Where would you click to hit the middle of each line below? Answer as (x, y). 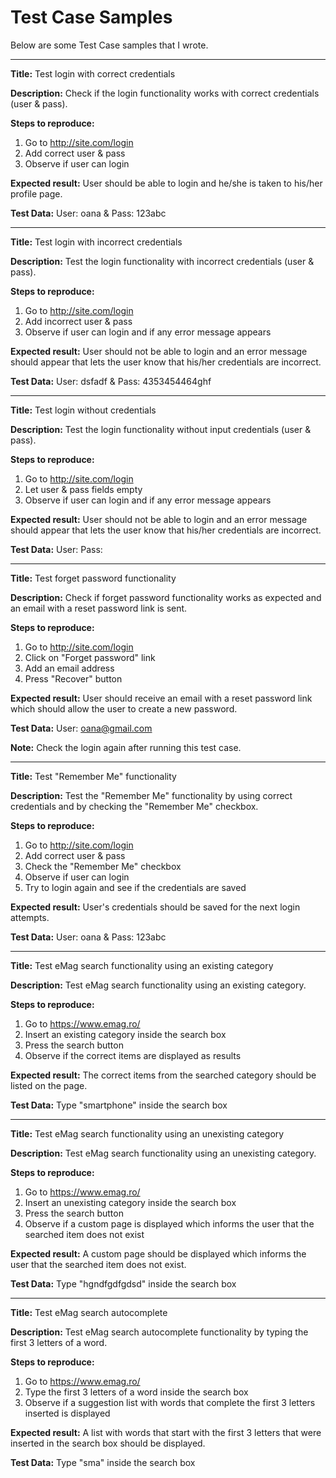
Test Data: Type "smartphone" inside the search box (119, 1105)
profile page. (36, 193)
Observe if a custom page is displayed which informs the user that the (169, 1223)
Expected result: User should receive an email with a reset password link (161, 698)
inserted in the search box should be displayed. (108, 1443)
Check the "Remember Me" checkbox (103, 866)
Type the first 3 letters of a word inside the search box (136, 1392)
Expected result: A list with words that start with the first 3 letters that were (166, 1432)
